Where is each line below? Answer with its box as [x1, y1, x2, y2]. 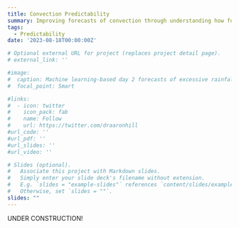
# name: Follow [7, 115, 62, 123]
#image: [7, 69, 31, 76]
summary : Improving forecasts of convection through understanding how [7, 17, 224, 24]
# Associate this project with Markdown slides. [7, 168, 161, 175]
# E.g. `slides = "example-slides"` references [7, 181, 158, 189]
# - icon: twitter [7, 102, 65, 109]
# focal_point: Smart [7, 83, 75, 90]
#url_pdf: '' [7, 135, 46, 142]
